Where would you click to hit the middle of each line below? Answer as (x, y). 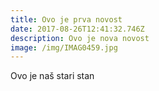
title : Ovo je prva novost (66, 19)
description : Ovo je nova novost (80, 38)
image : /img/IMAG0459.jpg (64, 47)
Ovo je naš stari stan (52, 76)
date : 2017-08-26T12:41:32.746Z (77, 29)
